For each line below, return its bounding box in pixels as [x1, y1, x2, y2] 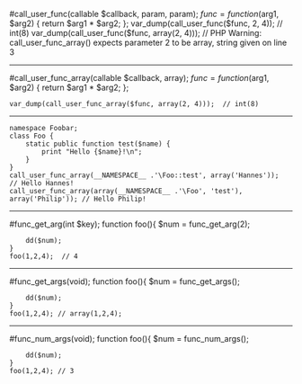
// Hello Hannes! [9, 179, 75, 188]
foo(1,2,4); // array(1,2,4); [9, 309, 123, 318]
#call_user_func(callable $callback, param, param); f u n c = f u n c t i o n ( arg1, [9, 9, 280, 19]
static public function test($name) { [25, 139, 171, 148]
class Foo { [9, 131, 54, 140]
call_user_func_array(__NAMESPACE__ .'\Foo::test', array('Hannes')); [9, 171, 280, 180]
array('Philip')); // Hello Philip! [9, 194, 147, 203]
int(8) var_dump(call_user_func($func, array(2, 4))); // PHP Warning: [9, 28, 262, 38]
